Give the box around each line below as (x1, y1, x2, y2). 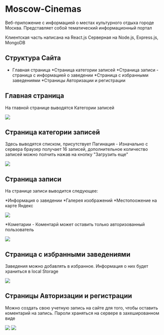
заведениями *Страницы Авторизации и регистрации (12, 77, 126, 83)
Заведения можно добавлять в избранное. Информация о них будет (5, 263, 148, 269)
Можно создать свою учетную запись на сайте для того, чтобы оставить (5, 305, 158, 310)
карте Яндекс (5, 203, 33, 209)
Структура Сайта (5, 54, 61, 62)
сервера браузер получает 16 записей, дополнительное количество (5, 146, 148, 152)
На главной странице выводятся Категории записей (5, 105, 115, 111)
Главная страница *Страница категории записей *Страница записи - (12, 67, 159, 73)
